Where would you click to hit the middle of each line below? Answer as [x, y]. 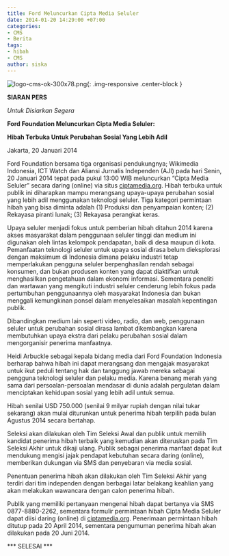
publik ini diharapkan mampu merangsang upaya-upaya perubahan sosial [111, 192]
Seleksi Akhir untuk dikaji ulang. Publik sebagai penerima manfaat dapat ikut [114, 448]
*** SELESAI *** [30, 546]
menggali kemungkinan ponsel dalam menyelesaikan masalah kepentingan [112, 300]
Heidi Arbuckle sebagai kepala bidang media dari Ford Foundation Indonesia [114, 356]
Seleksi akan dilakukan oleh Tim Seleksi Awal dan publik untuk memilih [107, 433]
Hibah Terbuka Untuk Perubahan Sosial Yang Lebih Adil [87, 137]
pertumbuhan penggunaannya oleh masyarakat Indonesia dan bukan [104, 293]
